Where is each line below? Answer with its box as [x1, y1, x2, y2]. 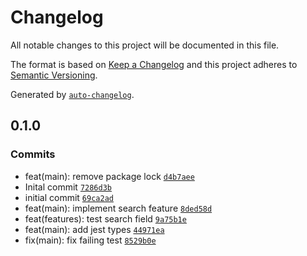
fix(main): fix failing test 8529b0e [24, 234, 157, 246]
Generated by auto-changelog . [10, 88, 135, 100]
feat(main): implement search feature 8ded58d [24, 202, 213, 214]
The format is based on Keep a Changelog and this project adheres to [10, 58, 298, 70]
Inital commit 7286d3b [24, 181, 113, 193]
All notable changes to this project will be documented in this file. [10, 39, 280, 51]
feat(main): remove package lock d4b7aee [24, 170, 195, 182]
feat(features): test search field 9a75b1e [24, 212, 187, 225]
